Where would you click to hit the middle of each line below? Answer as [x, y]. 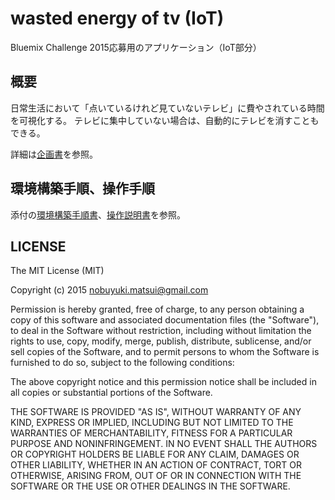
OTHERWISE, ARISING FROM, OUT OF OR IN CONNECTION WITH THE [156, 476]
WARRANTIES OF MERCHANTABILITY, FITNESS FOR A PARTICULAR [151, 433]
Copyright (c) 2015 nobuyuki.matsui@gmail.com [109, 290]
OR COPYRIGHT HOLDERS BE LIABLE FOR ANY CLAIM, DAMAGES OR [155, 454]
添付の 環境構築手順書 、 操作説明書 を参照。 [98, 214]
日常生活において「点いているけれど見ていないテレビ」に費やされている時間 [167, 108]
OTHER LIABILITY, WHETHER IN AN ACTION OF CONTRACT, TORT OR [156, 465]
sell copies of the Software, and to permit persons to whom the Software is [165, 352]
